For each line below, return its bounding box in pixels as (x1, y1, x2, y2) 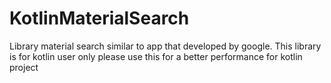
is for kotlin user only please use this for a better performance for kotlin (9, 50, 303, 62)
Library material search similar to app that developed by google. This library (9, 40, 322, 52)
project (9, 61, 39, 73)
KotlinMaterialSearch (9, 7, 190, 30)
